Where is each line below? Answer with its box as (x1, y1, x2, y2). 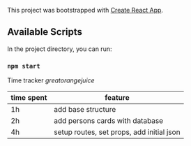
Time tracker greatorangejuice (7, 76, 95, 85)
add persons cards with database (54, 116, 164, 126)
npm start (7, 62, 40, 70)
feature (104, 93, 130, 103)
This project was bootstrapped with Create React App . (7, 6, 164, 14)
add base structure (54, 105, 116, 115)
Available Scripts (7, 26, 82, 38)
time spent (10, 93, 47, 103)
